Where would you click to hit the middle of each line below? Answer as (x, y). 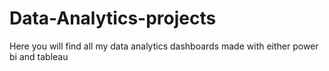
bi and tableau (39, 56)
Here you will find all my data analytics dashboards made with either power (164, 46)
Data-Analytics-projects (113, 18)
